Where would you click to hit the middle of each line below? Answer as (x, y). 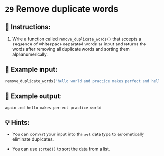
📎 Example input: (31, 70)
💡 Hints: (18, 123)
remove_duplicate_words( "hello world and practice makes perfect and (77, 81)
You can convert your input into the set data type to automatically (78, 134)
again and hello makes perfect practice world (53, 108)
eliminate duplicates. (33, 139)
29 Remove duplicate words (62, 9)
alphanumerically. (30, 54)
